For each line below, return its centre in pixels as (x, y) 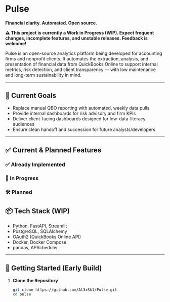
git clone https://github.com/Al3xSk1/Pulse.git (65, 290)
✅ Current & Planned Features (53, 150)
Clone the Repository (35, 280)
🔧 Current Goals (31, 96)
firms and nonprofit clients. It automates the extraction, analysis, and (77, 58)
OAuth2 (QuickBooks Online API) (47, 237)
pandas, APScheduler (35, 247)
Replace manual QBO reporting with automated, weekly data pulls (81, 108)
